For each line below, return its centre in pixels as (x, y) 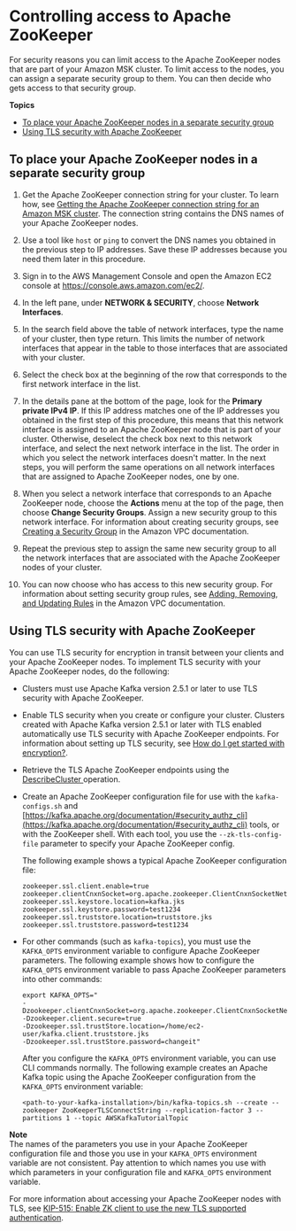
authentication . (37, 1217)
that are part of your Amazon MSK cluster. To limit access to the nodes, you (147, 69)
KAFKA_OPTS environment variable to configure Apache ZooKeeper (141, 950)
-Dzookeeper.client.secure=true (81, 1018)
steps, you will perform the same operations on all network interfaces (148, 467)
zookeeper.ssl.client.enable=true (85, 886)
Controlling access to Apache (120, 16)
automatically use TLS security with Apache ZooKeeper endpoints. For (151, 733)
